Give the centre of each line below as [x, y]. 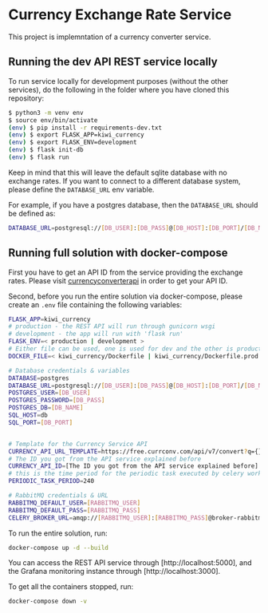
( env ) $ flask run [39, 157]
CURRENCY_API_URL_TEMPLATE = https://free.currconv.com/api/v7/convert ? [128, 451]
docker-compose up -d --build [59, 548]
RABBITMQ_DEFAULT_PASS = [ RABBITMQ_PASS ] [75, 510]
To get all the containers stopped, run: [71, 587]
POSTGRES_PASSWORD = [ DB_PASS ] [57, 401]
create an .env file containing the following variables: [95, 304]
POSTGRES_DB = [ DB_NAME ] [46, 408]
